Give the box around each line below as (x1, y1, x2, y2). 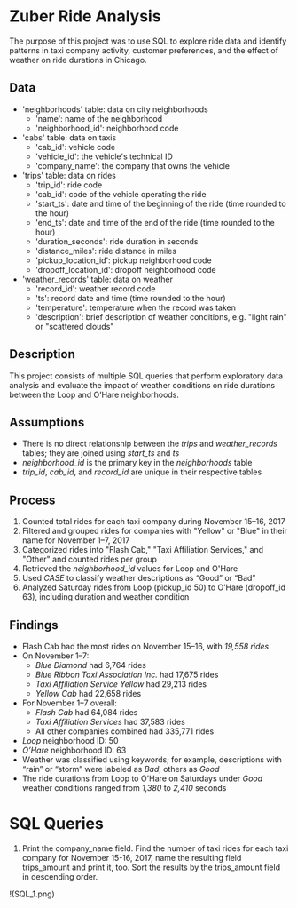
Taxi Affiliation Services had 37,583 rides (35, 717, 186, 727)
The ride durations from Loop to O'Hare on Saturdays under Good (21, 773, 263, 784)
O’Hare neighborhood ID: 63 (21, 745, 127, 755)
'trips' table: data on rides (21, 170, 117, 180)
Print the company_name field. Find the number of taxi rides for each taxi (21, 842, 289, 854)
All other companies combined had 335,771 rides (35, 726, 215, 737)
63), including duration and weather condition (21, 592, 190, 602)
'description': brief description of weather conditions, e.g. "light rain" (35, 311, 288, 322)
